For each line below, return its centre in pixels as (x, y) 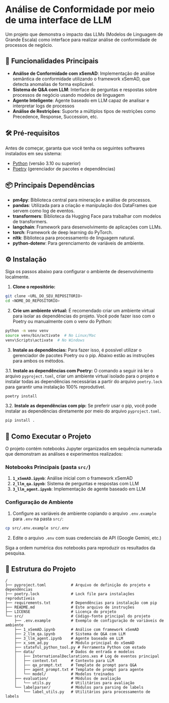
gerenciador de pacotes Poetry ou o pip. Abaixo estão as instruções (83, 355)
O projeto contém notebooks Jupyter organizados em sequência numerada (83, 449)
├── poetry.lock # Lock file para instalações (70, 594)
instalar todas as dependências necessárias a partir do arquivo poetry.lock (84, 381)
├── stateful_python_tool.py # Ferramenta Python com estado (80, 648)
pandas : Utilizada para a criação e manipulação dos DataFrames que (85, 206)
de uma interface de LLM (58, 20)
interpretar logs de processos (44, 106)
